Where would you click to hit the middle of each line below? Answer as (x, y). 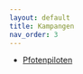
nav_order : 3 (34, 34)
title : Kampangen (42, 26)
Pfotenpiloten (47, 60)
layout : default (40, 18)
